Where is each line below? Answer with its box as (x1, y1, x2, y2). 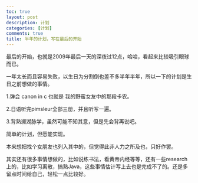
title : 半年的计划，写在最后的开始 (6, 36, 82, 42)
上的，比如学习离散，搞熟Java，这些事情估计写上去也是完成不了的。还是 (6, 163, 183, 170)
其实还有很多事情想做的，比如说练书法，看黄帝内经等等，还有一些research (6, 156, 188, 162)
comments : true (6, 31, 44, 37)
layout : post (6, 14, 38, 20)
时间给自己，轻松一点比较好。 (16, 171, 89, 177)
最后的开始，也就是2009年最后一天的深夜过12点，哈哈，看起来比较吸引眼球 (6, 53, 190, 60)
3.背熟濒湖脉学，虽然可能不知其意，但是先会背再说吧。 (6, 118, 140, 125)
